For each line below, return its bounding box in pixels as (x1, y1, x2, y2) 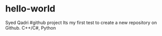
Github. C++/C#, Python (5, 24, 56, 30)
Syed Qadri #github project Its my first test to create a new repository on (5, 19, 157, 25)
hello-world (5, 3, 56, 14)
